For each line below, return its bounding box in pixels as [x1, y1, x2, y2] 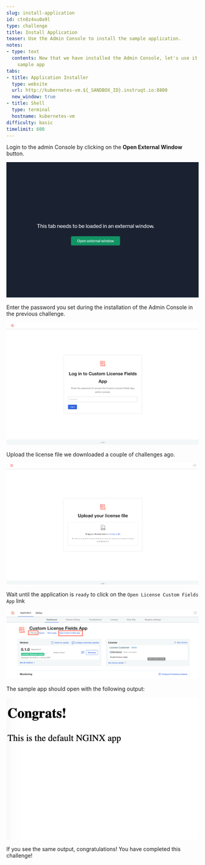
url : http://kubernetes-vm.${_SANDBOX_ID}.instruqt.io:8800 [12, 87, 168, 94]
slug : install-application [6, 10, 75, 16]
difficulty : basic [6, 119, 53, 125]
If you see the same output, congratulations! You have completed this [6, 845, 181, 853]
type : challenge [6, 23, 48, 29]
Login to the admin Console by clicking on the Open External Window [6, 144, 183, 151]
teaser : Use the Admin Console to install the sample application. [6, 35, 182, 42]
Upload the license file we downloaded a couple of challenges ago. [6, 451, 176, 458]
